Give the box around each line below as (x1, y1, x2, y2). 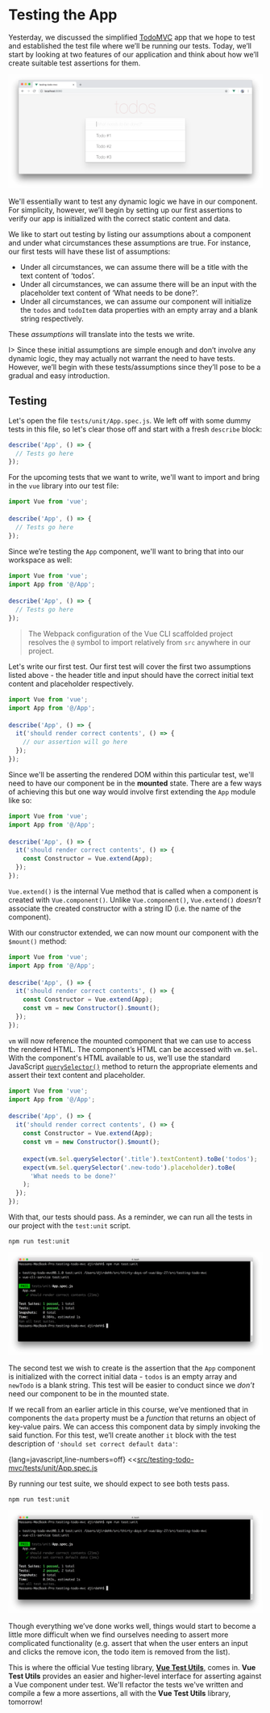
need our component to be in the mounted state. (8, 1388, 169, 1399)
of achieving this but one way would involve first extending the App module (8, 786, 256, 797)
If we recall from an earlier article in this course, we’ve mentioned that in (8, 1404, 248, 1414)
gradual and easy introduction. (8, 370, 110, 381)
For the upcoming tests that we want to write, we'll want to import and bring (8, 473, 260, 482)
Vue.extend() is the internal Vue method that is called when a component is (8, 886, 259, 896)
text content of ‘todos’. (19, 271, 95, 280)
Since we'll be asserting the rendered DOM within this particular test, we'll (8, 769, 255, 779)
